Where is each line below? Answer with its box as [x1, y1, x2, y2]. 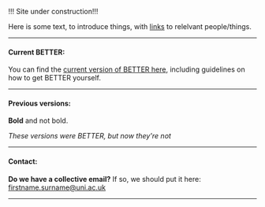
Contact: [8, 157, 38, 166]
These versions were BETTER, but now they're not [8, 131, 172, 141]
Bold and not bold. [8, 116, 69, 125]
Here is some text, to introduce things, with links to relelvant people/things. [8, 22, 252, 31]
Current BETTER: [8, 47, 65, 57]
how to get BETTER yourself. [8, 73, 101, 83]
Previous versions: [8, 98, 71, 108]
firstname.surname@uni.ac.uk [8, 183, 106, 192]
